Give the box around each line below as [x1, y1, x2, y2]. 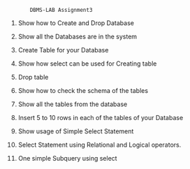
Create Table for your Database [17, 46, 109, 54]
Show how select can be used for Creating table [17, 59, 157, 68]
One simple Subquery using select [17, 154, 117, 162]
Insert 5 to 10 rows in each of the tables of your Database [17, 114, 184, 122]
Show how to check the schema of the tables [17, 87, 149, 94]
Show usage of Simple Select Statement [17, 127, 134, 135]
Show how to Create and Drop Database [17, 19, 135, 27]
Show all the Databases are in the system [17, 32, 138, 41]
